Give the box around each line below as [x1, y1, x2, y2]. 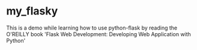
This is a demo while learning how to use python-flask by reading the [6, 24, 178, 31]
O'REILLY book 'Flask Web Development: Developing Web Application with [6, 30, 191, 37]
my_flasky [6, 4, 58, 18]
